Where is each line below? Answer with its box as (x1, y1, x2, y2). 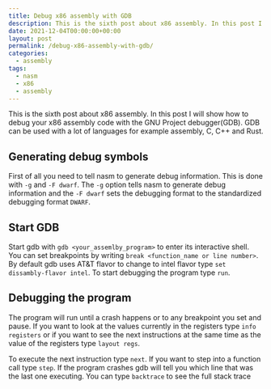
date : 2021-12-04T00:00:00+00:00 (8, 27, 121, 35)
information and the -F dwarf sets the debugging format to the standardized (8, 188, 261, 198)
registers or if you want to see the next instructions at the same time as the (8, 329, 261, 340)
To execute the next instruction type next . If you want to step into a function (8, 353, 261, 364)
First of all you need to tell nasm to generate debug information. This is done (8, 171, 264, 181)
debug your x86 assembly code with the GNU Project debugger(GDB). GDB (8, 118, 260, 128)
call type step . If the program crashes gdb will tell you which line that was (8, 362, 253, 372)
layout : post (8, 34, 53, 43)
